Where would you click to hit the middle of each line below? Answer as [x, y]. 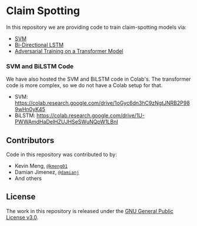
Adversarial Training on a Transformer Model [69, 51]
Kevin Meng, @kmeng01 [41, 166]
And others [28, 178]
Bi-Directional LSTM [39, 45]
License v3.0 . [22, 217]
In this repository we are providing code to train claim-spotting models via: [96, 27]
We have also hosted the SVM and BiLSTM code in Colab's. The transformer [98, 79]
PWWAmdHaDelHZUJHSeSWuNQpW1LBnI [66, 122]
